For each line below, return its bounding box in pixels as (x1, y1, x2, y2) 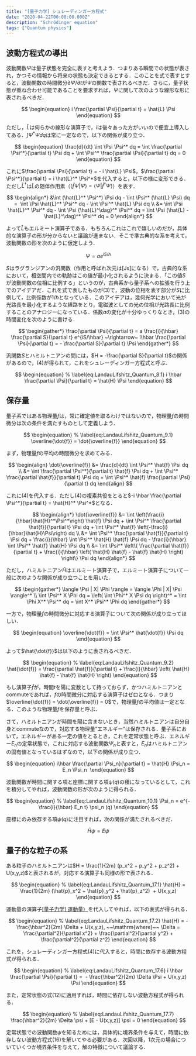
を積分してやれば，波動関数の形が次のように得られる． (6, 785, 139, 793)
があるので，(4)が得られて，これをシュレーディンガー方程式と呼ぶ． (6, 359, 171, 366)
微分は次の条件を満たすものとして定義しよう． (6, 419, 119, 426)
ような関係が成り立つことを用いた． (26, 574, 114, 581)
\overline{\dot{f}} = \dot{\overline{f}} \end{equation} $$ (30, 437, 166, 445)
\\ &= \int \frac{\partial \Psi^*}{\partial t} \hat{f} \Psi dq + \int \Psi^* (18, 467, 178, 474)
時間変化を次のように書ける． (6, 316, 78, 323)
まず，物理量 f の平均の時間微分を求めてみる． (6, 449, 116, 456)
